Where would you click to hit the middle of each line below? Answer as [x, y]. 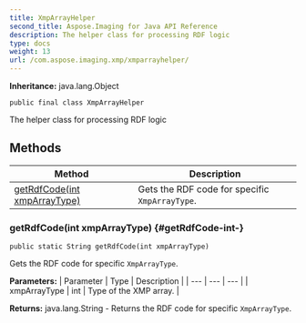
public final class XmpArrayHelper [77, 103]
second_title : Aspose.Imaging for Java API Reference [114, 26]
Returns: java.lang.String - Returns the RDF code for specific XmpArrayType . [151, 308]
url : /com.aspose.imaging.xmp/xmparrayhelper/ [99, 60]
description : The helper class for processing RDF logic [120, 35]
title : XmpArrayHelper [52, 18]
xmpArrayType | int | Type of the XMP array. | [94, 291]
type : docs [30, 43]
